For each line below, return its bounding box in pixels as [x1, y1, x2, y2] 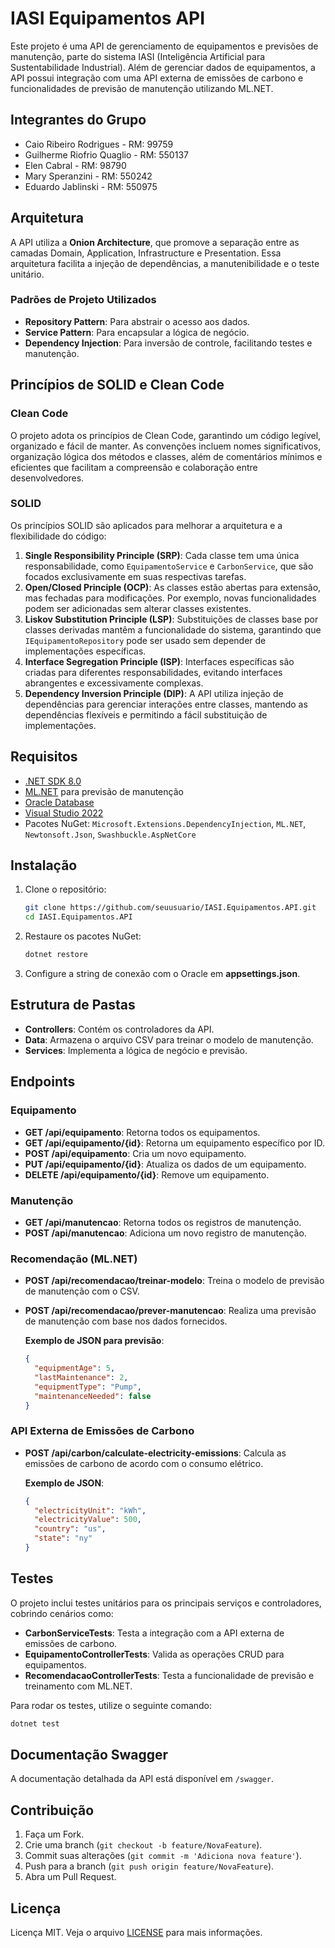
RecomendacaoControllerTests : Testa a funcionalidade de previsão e [24, 1669, 315, 1681]
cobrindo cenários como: [10, 1607, 114, 1619]
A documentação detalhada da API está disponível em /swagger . [10, 1773, 274, 1785]
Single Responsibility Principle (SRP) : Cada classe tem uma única [24, 549, 300, 561]
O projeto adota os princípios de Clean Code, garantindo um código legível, [10, 429, 322, 441]
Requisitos [10, 748, 78, 766]
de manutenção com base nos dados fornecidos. [24, 1315, 228, 1327]
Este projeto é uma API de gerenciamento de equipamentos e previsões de [10, 40, 319, 52]
